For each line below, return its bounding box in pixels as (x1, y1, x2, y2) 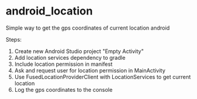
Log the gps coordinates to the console (14, 86, 113, 93)
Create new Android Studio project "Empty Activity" (14, 47, 144, 55)
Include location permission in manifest (14, 60, 113, 68)
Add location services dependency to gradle (14, 54, 125, 61)
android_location (5, 4, 93, 18)
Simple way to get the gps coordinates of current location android (5, 24, 170, 31)
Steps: (5, 36, 22, 43)
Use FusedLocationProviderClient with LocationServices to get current (14, 73, 191, 80)
